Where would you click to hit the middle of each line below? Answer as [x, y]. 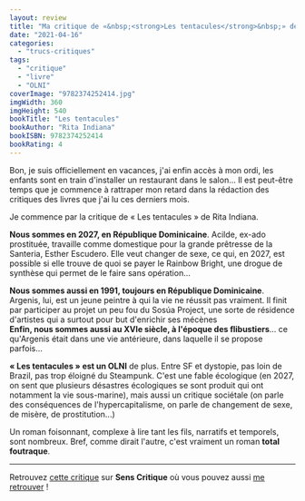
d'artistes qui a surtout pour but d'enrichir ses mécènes [113, 319]
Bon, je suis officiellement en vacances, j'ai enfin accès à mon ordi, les [142, 170]
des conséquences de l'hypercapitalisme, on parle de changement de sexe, [151, 404]
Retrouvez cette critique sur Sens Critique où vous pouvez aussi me [137, 476]
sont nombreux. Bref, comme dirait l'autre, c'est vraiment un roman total [144, 441]
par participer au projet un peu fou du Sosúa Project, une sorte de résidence [152, 309]
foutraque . [30, 451]
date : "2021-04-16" [46, 34]
